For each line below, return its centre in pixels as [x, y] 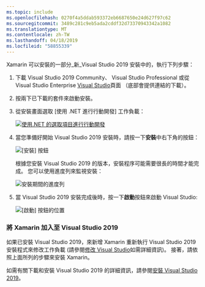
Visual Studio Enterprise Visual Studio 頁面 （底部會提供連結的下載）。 [102, 85]
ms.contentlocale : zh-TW [38, 35]
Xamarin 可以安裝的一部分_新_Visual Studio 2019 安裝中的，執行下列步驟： [100, 64]
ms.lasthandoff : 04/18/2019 [42, 40]
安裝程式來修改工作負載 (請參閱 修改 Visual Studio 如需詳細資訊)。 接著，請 [99, 250]
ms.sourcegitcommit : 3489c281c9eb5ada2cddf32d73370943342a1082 [89, 23]
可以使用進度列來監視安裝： [68, 171]
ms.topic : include [30, 12]
